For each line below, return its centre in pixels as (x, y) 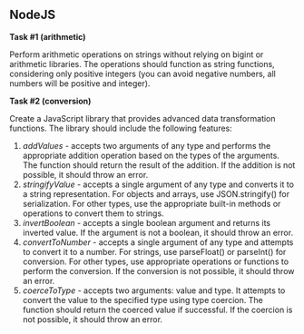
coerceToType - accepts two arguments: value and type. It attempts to (154, 290)
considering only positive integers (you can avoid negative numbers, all (143, 74)
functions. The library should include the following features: (121, 128)
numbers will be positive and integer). (80, 83)
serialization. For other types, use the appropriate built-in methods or (152, 203)
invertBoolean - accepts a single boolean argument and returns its (147, 222)
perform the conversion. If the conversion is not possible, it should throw (158, 270)
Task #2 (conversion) (50, 101)
